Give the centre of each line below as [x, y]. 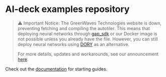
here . [23, 59]
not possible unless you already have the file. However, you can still [88, 39]
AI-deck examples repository [67, 9]
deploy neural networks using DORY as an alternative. [73, 44]
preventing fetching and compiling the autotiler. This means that [84, 28]
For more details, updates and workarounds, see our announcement [88, 54]
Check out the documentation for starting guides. [56, 69]
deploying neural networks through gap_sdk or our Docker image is [87, 33]
